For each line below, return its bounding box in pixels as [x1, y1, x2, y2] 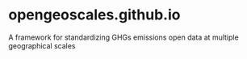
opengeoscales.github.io [8, 6, 181, 24]
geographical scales [8, 40, 76, 50]
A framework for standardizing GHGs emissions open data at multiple [8, 32, 240, 42]
